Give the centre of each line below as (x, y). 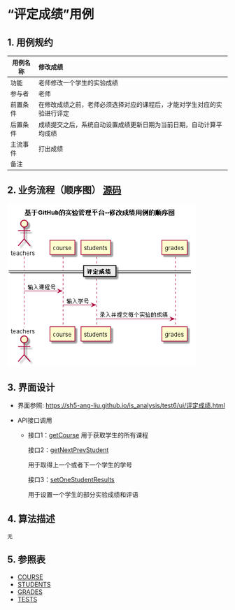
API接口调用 (35, 421)
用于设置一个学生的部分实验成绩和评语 (83, 495)
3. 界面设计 (31, 387)
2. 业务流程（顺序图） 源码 (64, 190)
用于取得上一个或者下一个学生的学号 (80, 465)
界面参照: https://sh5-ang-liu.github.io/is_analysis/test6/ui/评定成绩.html (121, 405)
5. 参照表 (26, 560)
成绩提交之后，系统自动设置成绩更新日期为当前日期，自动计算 (127, 124)
